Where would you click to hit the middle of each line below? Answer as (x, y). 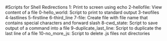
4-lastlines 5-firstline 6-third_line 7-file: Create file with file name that (76, 18)
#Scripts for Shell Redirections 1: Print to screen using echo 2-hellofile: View (84, 7)
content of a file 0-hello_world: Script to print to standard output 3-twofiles (82, 12)
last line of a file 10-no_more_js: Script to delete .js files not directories (77, 33)
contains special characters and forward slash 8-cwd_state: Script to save (81, 23)
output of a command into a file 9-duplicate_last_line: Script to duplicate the (83, 28)
